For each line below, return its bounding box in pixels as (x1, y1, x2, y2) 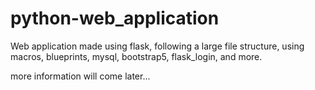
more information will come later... (10, 70, 151, 82)
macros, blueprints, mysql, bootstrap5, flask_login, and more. (10, 50, 263, 62)
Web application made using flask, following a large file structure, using (10, 40, 305, 52)
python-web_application (10, 7, 220, 30)
